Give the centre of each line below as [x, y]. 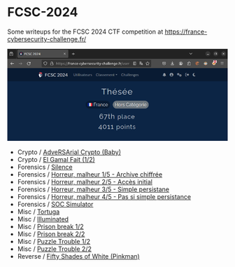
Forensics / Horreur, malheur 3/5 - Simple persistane [93, 189]
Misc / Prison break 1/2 [50, 227]
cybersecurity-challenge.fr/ [47, 39]
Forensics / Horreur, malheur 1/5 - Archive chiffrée [90, 174]
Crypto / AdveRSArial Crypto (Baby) [69, 152]
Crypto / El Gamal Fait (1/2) [56, 160]
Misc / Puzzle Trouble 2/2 [55, 249]
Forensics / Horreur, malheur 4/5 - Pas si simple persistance [104, 197]
